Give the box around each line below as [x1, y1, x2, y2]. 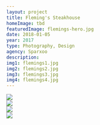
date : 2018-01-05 [6, 32, 51, 38]
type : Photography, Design [6, 43, 75, 49]
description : [6, 54, 40, 60]
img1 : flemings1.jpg [6, 60, 59, 66]
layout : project [6, 9, 48, 15]
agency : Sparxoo [6, 49, 48, 55]
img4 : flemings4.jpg [6, 77, 59, 83]
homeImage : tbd [6, 20, 45, 26]
